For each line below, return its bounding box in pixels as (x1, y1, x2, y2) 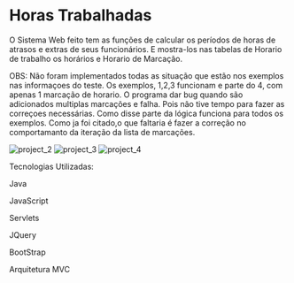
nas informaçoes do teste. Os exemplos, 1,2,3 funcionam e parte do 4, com (9, 80, 283, 90)
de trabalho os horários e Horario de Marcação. (9, 53, 183, 64)
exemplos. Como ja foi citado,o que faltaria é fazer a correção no (9, 117, 246, 128)
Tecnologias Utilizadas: (9, 161, 95, 172)
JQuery (9, 229, 37, 240)
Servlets (9, 212, 40, 223)
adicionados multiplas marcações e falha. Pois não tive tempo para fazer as (9, 98, 285, 109)
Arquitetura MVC (9, 264, 71, 274)
